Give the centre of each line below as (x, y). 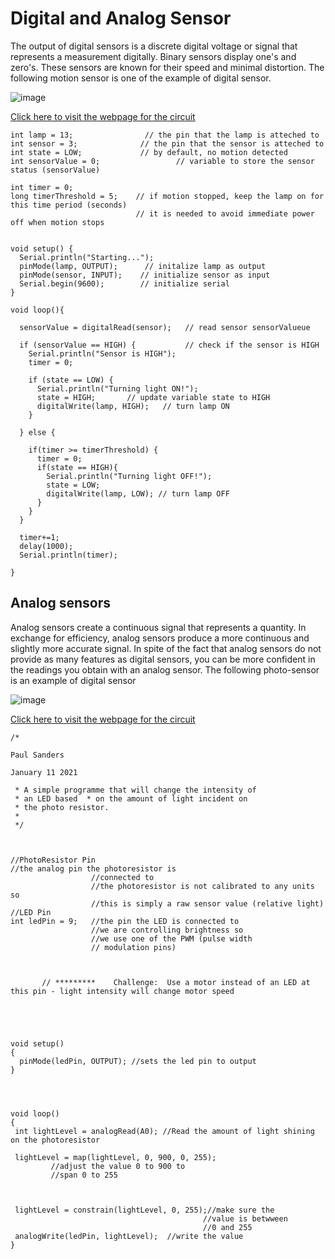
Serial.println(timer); (68, 555)
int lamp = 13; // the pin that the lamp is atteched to (165, 135)
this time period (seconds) (69, 205)
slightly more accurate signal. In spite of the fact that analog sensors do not (166, 648)
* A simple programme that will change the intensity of (135, 790)
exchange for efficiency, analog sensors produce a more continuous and (160, 638)
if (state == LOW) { (71, 380)
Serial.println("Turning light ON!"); (117, 388)
